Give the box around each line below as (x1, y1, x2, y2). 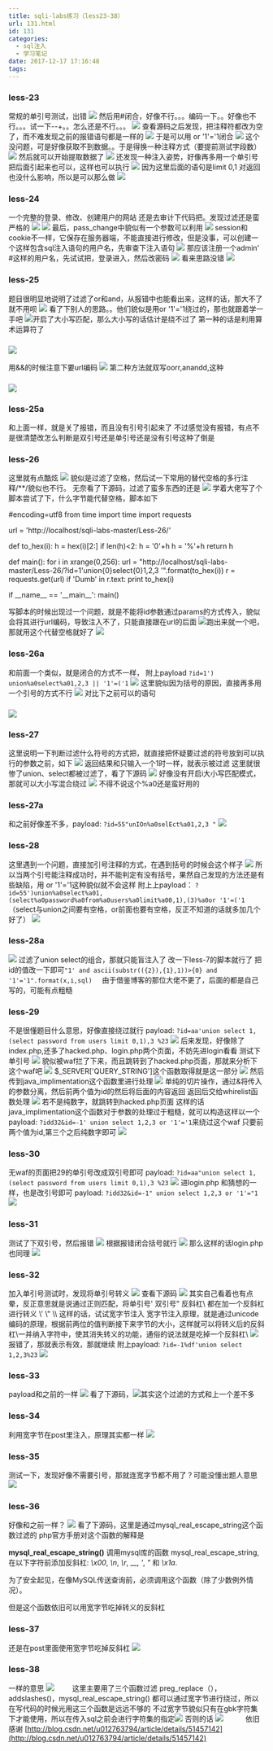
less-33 (8, 1369, 41, 1381)
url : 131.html (8, 20, 57, 28)
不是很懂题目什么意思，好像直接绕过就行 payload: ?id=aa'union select (8, 1026, 246, 1035)
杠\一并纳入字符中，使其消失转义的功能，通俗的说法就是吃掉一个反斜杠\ (8, 1329, 249, 1339)
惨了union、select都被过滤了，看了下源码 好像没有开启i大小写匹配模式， (8, 768, 261, 778)
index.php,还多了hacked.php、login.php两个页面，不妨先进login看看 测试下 (8, 1046, 262, 1056)
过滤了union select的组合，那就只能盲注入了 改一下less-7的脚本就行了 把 (18, 954, 262, 965)
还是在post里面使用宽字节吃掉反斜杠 (8, 1643, 130, 1653)
